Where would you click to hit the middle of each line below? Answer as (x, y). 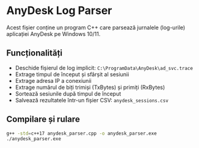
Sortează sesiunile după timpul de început (68, 93)
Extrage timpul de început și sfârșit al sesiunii (72, 74)
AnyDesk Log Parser (59, 11)
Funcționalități (34, 53)
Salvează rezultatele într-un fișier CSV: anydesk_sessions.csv (92, 100)
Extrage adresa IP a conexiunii (53, 80)
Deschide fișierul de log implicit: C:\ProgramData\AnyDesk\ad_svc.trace (104, 68)
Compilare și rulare (43, 119)
